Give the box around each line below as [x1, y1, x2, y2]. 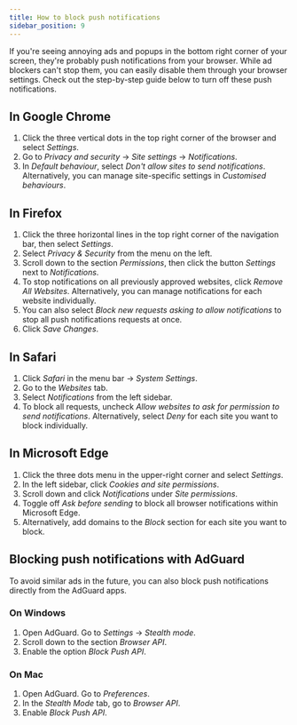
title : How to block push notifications [9, 12, 161, 22]
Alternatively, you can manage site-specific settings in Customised [21, 171, 267, 181]
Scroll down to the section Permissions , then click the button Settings [21, 258, 277, 268]
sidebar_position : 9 [9, 21, 86, 30]
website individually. [21, 295, 97, 307]
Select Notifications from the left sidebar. [21, 392, 173, 402]
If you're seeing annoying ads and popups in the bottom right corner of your [9, 45, 287, 56]
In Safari [9, 349, 57, 364]
